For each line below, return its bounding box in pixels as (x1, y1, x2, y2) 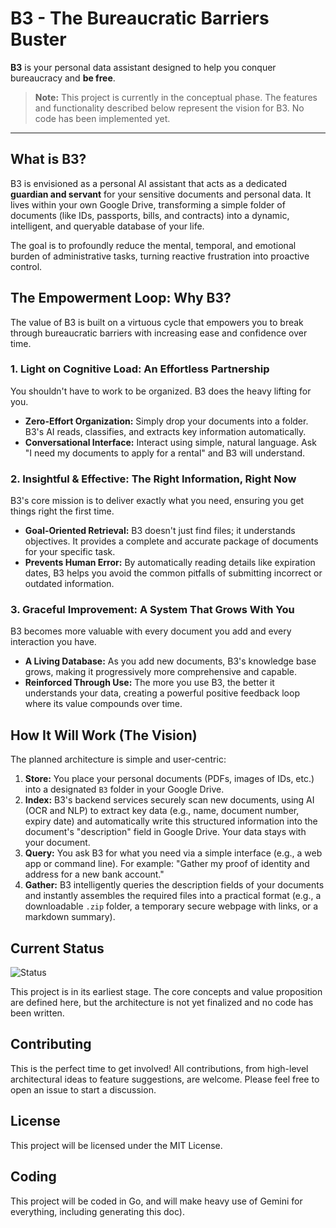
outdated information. (24, 578, 115, 590)
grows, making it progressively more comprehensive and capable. (24, 666, 298, 678)
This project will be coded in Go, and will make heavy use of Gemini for (10, 1195, 303, 1207)
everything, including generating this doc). (10, 1205, 185, 1217)
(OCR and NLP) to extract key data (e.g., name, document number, (24, 805, 300, 817)
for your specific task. (24, 546, 116, 558)
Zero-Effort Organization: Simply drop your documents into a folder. (24, 415, 309, 427)
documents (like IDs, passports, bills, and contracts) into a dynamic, (10, 209, 290, 221)
